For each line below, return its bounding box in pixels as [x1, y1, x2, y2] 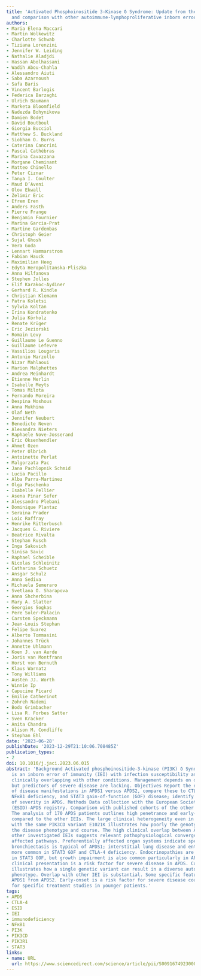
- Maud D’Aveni [6, 181, 44, 187]
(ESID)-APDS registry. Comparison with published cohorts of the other [11, 805, 194, 811]
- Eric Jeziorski [6, 326, 50, 332]
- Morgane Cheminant [6, 159, 58, 165]
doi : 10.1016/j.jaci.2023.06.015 [6, 760, 90, 766]
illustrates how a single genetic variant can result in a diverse [11, 866, 184, 872]
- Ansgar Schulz [6, 571, 47, 577]
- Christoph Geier [6, 231, 52, 237]
